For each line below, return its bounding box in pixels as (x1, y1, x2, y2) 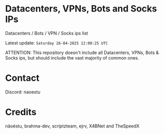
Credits (5, 106, 37, 118)
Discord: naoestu (5, 88, 41, 95)
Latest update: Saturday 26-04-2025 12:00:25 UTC (5, 39, 108, 45)
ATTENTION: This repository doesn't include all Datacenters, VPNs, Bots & (5, 49, 159, 55)
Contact (5, 72, 40, 84)
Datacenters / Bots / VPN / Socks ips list (5, 30, 88, 36)
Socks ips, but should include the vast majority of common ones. (5, 54, 139, 60)
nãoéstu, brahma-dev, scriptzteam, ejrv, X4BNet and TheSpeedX (5, 123, 139, 129)
